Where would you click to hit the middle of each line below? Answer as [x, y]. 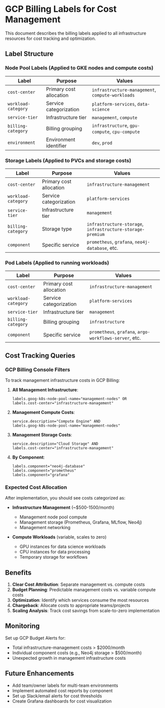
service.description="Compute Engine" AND [56, 421]
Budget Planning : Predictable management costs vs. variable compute [84, 590]
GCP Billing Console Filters [38, 370]
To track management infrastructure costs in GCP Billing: [63, 380]
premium [96, 234]
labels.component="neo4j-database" [49, 466]
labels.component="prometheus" [44, 471]
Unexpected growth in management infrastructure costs [69, 658]
